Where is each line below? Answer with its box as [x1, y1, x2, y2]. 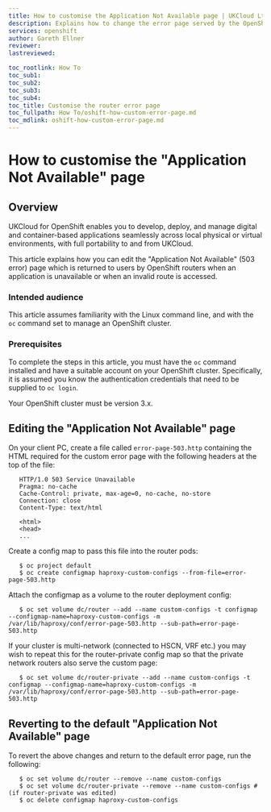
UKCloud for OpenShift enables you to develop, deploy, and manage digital [8, 222, 257, 231]
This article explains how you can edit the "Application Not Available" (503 [8, 255, 256, 264]
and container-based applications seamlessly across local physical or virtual [8, 231, 262, 239]
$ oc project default [19, 562, 92, 570]
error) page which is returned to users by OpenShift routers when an [8, 263, 236, 273]
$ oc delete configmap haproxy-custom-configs [19, 796, 179, 805]
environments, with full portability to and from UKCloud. [8, 239, 194, 248]
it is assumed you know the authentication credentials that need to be [8, 374, 240, 384]
